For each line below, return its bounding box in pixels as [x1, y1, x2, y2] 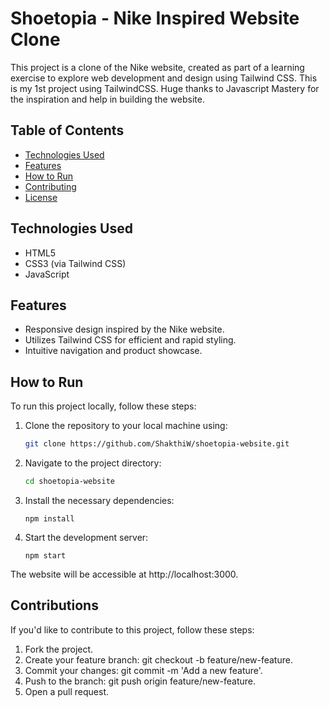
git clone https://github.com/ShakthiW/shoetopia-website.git [24, 439, 290, 449]
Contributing [24, 180, 77, 192]
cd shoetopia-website [24, 477, 115, 487]
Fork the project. [24, 643, 94, 655]
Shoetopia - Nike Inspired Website [10, 7, 300, 30]
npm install [24, 513, 75, 524]
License [24, 191, 58, 203]
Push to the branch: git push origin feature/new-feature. [24, 675, 257, 687]
